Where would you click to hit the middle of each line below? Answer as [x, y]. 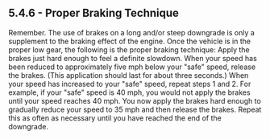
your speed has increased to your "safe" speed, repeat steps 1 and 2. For [130, 84]
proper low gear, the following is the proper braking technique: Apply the [129, 49]
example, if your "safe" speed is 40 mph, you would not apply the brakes [130, 92]
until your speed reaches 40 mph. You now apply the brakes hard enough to [135, 100]
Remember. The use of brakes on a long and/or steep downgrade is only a [132, 32]
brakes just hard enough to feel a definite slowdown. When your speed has [133, 58]
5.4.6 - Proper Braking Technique [94, 13]
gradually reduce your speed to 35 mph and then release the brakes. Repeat [135, 109]
